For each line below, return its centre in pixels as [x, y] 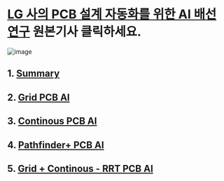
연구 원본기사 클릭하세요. [74, 32]
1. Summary [34, 74]
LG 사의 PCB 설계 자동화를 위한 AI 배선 [112, 14]
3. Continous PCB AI [52, 121]
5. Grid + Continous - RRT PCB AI [80, 168]
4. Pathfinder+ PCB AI [56, 145]
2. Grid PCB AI [38, 97]
